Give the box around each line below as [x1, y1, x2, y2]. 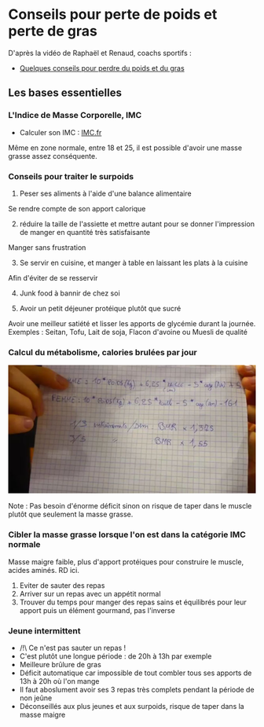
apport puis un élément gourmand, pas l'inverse [19, 605, 175, 615]
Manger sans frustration [8, 242, 86, 252]
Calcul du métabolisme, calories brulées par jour [8, 347, 198, 358]
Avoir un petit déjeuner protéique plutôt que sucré [19, 303, 181, 313]
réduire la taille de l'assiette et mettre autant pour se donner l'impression [19, 218, 255, 229]
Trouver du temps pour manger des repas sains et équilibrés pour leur [19, 597, 247, 607]
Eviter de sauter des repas [19, 580, 105, 590]
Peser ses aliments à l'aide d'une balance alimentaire [19, 189, 192, 198]
